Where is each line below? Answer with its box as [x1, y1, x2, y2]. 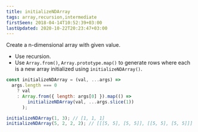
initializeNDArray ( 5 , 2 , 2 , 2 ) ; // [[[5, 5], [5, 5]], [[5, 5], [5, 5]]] [6, 121, 193, 127]
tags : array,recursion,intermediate [6, 14, 97, 20]
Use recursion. [14, 53, 51, 60]
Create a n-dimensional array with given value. [6, 41, 121, 49]
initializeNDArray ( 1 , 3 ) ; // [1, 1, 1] [6, 115, 105, 121]
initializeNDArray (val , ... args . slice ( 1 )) [27, 99, 134, 105]
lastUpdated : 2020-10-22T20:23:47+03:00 [6, 25, 108, 31]
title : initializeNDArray [6, 8, 70, 15]
